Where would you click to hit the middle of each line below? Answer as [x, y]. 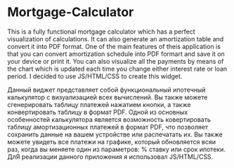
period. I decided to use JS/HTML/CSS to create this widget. [95, 76]
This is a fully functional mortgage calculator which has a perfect [101, 31]
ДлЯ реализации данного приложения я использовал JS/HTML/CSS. [110, 156]
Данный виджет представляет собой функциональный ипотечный [106, 90]
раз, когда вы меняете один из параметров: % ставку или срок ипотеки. [117, 149]
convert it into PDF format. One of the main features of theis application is [114, 46]
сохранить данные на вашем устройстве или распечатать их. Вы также [115, 134]
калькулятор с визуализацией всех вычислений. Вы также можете [108, 97]
